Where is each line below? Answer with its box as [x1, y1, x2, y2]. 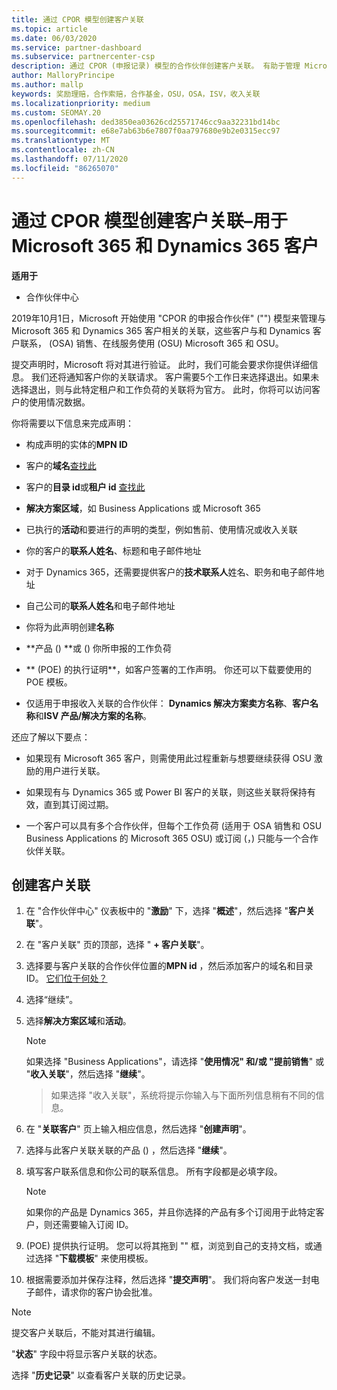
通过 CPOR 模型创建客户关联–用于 [11, 209, 289, 232]
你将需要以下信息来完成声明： [11, 417, 134, 429]
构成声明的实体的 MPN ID [25, 438, 128, 450]
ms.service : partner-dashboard [11, 42, 142, 53]
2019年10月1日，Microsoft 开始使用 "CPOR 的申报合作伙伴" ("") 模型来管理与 [11, 312, 327, 324]
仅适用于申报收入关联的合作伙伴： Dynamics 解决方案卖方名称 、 [25, 697, 293, 709]
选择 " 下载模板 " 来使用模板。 [34, 1252, 154, 1265]
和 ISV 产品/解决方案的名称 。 [34, 709, 153, 721]
